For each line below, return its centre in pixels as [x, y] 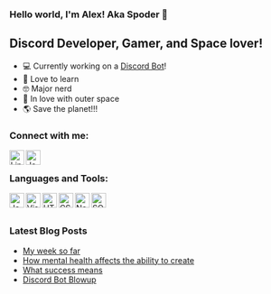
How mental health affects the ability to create [108, 260]
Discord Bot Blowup [59, 280]
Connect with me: [49, 135]
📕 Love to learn [51, 78]
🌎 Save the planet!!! [60, 108]
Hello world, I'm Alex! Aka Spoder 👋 [89, 14]
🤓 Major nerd [47, 88]
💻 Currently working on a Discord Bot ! [94, 66]
